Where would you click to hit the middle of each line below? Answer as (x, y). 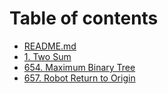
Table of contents (84, 18)
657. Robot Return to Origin (79, 78)
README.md (50, 46)
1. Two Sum (47, 56)
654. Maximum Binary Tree (79, 67)
